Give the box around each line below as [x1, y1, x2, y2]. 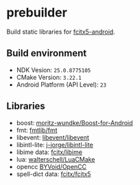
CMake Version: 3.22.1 [16, 73, 82, 81]
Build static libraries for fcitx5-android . [6, 28, 115, 36]
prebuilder [6, 5, 68, 21]
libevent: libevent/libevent [16, 133, 90, 142]
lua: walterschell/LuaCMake [16, 155, 95, 163]
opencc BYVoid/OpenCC [16, 162, 87, 171]
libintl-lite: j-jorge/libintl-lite [16, 140, 93, 149]
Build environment [6, 47, 87, 59]
